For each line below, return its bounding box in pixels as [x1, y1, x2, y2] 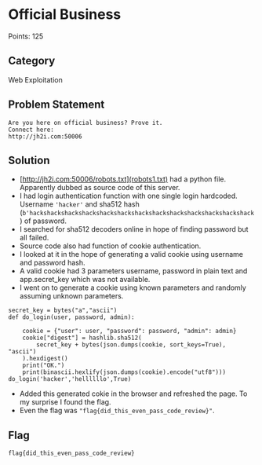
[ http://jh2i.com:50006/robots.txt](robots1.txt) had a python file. [19, 174, 226, 184]
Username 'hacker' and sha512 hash [19, 200, 140, 209]
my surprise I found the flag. [19, 397, 111, 407]
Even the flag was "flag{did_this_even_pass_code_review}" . [19, 406, 215, 416]
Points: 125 [8, 31, 44, 41]
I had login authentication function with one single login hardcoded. [19, 191, 238, 201]
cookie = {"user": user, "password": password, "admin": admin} [22, 328, 237, 335]
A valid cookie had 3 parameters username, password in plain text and [19, 266, 248, 276]
